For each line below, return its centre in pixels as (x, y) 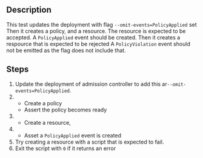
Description (29, 10)
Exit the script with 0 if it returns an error (65, 148)
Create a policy (43, 103)
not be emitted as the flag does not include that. (66, 50)
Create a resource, (47, 122)
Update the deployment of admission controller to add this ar (91, 84)
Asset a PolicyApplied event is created (73, 135)
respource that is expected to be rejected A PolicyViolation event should (98, 44)
